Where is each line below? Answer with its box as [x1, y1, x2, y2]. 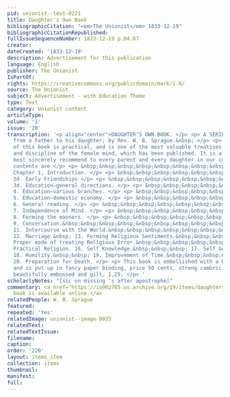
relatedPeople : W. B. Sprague [7, 296, 94, 303]
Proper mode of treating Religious [13, 239, 115, 246]
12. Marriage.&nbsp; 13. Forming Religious [13, 233, 139, 240]
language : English [7, 61, 60, 68]
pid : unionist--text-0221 [7, 10, 81, 17]
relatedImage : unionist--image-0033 [7, 316, 112, 322]
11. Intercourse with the [13, 227, 88, 233]
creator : [7, 42, 32, 49]
